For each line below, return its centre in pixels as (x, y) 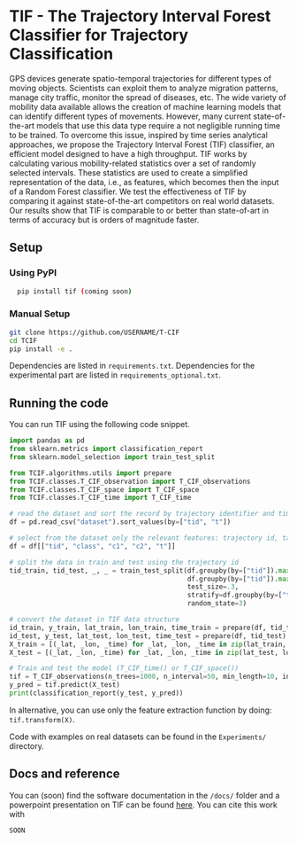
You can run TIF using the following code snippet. (99, 425)
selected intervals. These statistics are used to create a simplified (129, 172)
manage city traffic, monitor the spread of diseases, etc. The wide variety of (148, 97)
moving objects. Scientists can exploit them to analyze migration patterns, (144, 88)
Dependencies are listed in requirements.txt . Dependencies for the (132, 366)
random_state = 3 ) (217, 604)
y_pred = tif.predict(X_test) (65, 685)
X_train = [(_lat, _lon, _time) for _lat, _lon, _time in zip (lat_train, (148, 644)
